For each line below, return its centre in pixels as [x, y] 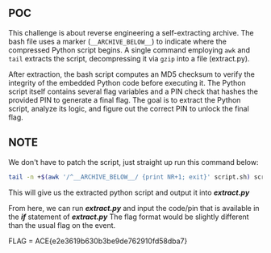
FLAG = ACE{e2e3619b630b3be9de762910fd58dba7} [98, 241]
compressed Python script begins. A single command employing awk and [129, 50]
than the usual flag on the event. [62, 225]
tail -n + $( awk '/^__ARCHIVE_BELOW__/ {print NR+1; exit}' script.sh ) [129, 177]
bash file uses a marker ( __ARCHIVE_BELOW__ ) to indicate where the [118, 41]
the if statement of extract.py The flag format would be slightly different [129, 217]
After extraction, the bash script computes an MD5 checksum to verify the [132, 74]
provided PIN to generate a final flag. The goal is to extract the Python [125, 99]
